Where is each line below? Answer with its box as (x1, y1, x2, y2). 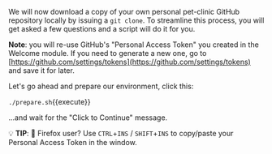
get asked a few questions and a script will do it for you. (8, 24, 196, 33)
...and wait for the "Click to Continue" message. (8, 113, 168, 122)
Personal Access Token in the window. (8, 138, 138, 147)
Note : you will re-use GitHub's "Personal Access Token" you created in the (8, 40, 260, 49)
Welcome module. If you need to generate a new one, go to (8, 49, 207, 58)
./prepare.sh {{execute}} (8, 97, 91, 106)
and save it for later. (8, 66, 75, 75)
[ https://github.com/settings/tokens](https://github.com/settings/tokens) (8, 57, 252, 66)
